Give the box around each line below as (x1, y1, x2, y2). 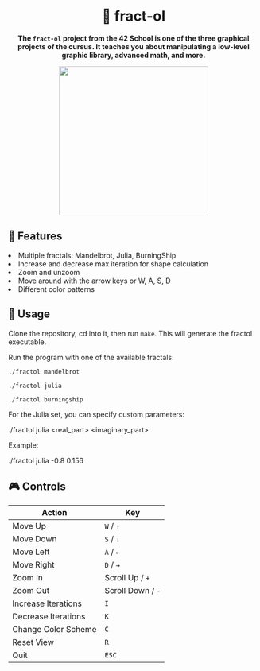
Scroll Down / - (104, 585, 161, 596)
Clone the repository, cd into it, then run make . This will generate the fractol (8, 328, 253, 338)
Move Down (12, 533, 57, 545)
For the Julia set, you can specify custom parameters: (8, 409, 185, 419)
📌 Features (8, 230, 63, 243)
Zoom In (12, 572, 44, 584)
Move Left (12, 546, 50, 557)
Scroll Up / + (104, 572, 150, 584)
